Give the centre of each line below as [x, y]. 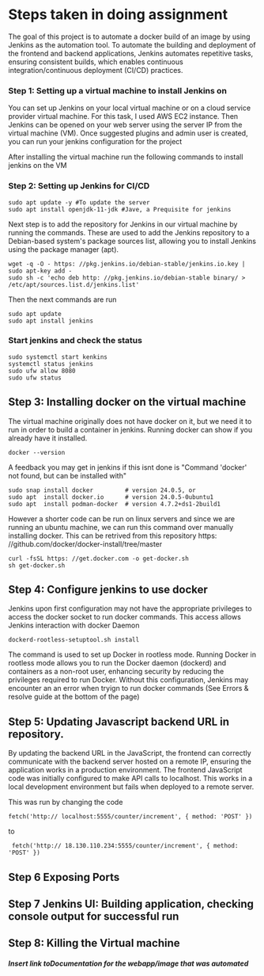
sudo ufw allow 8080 [42, 371]
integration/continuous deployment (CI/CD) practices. [96, 70]
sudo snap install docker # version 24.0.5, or [102, 490]
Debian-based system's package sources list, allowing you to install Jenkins [132, 241]
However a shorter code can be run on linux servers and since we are [122, 518]
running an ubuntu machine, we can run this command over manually [121, 527]
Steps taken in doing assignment [118, 15]
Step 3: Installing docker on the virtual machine [127, 402]
